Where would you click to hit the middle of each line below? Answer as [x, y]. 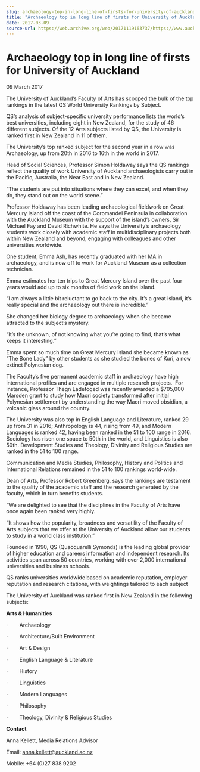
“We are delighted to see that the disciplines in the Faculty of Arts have [93, 505]
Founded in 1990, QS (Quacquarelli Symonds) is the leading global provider [98, 547]
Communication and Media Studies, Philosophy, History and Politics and [95, 463]
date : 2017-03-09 [28, 23]
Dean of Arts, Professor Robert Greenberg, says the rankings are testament [99, 481]
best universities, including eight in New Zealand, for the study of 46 [90, 123]
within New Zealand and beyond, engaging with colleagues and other [91, 238]
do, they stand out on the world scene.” [54, 196]
